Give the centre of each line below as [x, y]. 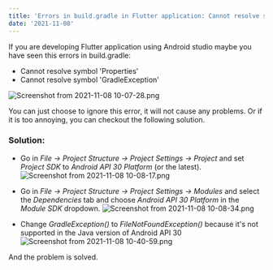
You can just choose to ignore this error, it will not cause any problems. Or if [135, 111]
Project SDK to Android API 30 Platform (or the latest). [110, 166]
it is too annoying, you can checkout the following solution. [107, 119]
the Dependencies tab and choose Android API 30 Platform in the [130, 199]
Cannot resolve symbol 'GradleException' [90, 79]
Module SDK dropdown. [60, 208]
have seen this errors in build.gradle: [70, 55]
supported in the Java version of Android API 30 [101, 233]
